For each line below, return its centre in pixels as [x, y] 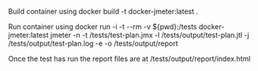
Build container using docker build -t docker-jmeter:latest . [103, 11]
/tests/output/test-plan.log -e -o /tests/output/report [93, 43]
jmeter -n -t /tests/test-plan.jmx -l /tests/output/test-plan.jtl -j [150, 35]
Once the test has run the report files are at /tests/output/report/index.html [129, 59]
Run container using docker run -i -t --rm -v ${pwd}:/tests [103, 26]
